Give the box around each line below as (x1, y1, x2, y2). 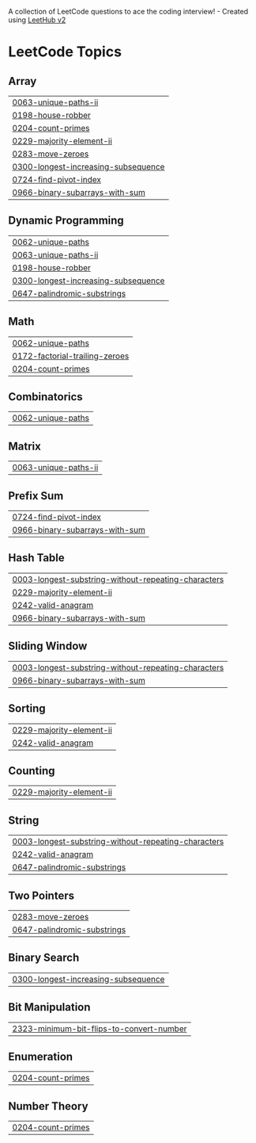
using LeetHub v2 (8, 15, 66, 25)
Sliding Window (8, 640, 88, 653)
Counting (8, 764, 55, 778)
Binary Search (8, 951, 80, 965)
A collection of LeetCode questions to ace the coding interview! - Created (8, 7, 249, 16)
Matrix (8, 439, 41, 453)
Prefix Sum (8, 489, 64, 503)
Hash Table (8, 551, 65, 565)
